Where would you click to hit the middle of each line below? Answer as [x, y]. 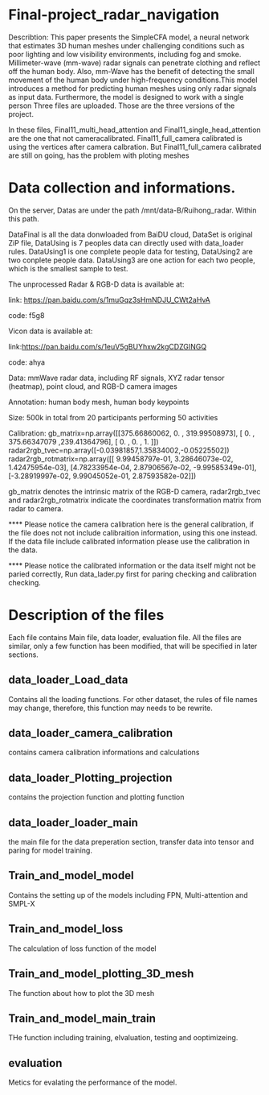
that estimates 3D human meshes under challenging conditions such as [126, 45]
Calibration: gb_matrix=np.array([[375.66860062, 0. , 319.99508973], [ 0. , [132, 433]
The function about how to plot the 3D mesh [82, 993]
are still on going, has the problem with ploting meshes [99, 155]
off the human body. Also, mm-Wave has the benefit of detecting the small [131, 71]
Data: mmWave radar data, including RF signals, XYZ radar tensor [116, 378]
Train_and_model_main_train [82, 1018]
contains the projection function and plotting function [96, 797]
